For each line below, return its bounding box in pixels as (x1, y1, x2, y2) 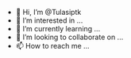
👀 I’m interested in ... (15, 16, 83, 25)
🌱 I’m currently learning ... (15, 24, 101, 33)
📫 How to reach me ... (15, 42, 90, 50)
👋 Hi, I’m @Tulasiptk (15, 8, 82, 16)
